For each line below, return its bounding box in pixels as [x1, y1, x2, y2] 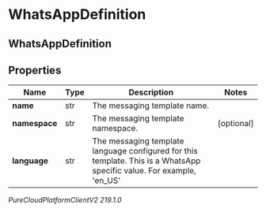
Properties [8, 63, 62, 76]
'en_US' [92, 175, 121, 186]
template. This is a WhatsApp [92, 155, 201, 166]
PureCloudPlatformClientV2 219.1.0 [8, 195, 122, 205]
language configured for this [92, 146, 198, 157]
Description [128, 87, 174, 98]
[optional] [217, 118, 254, 129]
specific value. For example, [92, 166, 196, 177]
